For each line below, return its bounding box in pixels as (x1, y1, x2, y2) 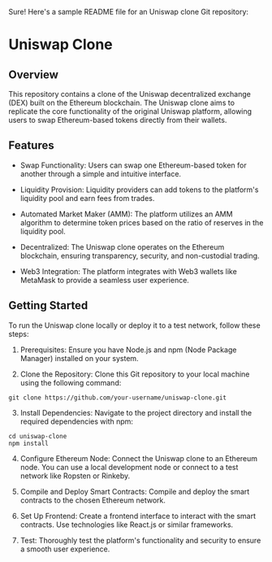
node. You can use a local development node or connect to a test (19, 462, 239, 472)
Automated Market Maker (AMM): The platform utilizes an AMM (19, 209, 233, 219)
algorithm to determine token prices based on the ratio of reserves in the (19, 217, 264, 227)
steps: (8, 329, 29, 338)
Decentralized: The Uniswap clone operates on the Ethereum (19, 242, 225, 251)
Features (8, 138, 54, 153)
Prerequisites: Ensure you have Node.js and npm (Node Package (19, 345, 237, 355)
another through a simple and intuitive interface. (19, 168, 181, 178)
